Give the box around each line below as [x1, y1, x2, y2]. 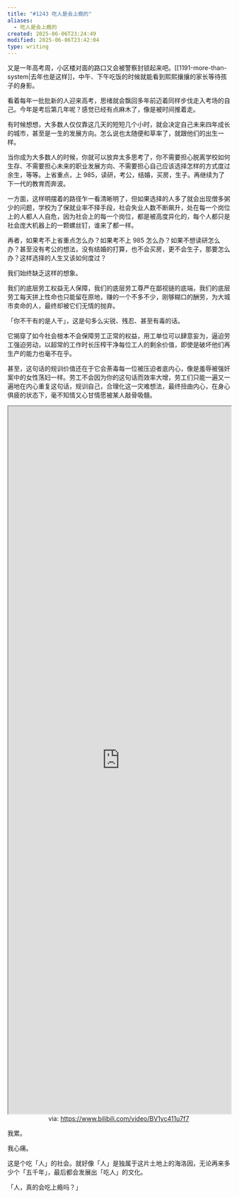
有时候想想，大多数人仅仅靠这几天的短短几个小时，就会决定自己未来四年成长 [7, 120, 231, 128]
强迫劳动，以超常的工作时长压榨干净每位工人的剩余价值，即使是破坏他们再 [13, 340, 231, 349]
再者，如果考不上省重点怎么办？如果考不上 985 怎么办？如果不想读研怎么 [7, 236, 221, 244]
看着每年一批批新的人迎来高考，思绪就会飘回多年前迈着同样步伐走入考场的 [7, 96, 224, 105]
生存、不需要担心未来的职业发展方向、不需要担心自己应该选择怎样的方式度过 [7, 162, 231, 170]
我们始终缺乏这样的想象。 [7, 269, 82, 277]
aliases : [7, 17, 33, 24]
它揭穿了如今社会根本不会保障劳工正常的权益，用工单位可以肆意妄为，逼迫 [7, 332, 224, 340]
